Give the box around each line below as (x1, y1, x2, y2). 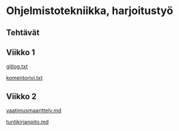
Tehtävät (6, 28, 40, 38)
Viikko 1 (6, 47, 35, 57)
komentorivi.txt (6, 75, 43, 82)
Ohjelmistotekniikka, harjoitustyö (6, 4, 173, 18)
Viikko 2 (6, 91, 37, 101)
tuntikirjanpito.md (6, 119, 49, 126)
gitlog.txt (6, 63, 28, 70)
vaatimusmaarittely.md (6, 107, 61, 114)
